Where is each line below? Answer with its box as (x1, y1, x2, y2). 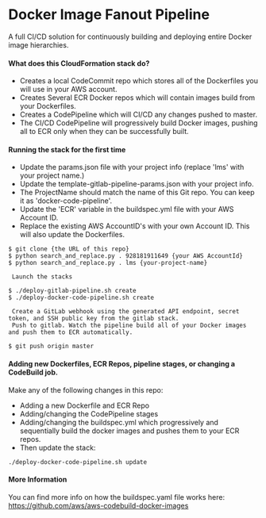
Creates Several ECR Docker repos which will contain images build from (19, 93, 256, 102)
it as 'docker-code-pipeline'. (19, 196, 113, 205)
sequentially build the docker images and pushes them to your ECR (19, 426, 240, 436)
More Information (8, 474, 67, 485)
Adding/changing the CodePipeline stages (19, 409, 159, 418)
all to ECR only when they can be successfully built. (19, 127, 189, 136)
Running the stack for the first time (8, 144, 126, 154)
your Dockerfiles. (19, 102, 77, 111)
